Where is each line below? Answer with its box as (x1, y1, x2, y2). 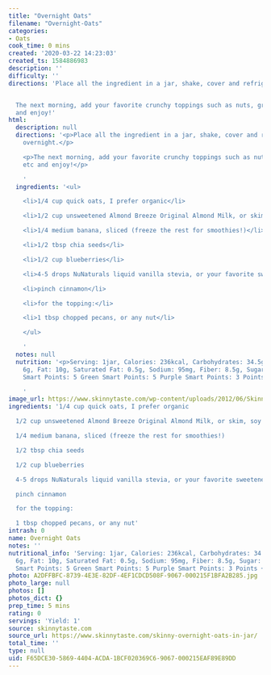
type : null (8, 647, 45, 655)
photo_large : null (8, 579, 70, 588)
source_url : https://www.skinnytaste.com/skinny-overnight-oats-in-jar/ (8, 631, 258, 640)
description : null (15, 124, 78, 132)
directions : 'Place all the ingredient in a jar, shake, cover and (8, 79, 240, 87)
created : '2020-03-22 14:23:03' (8, 49, 117, 57)
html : (8, 116, 27, 124)
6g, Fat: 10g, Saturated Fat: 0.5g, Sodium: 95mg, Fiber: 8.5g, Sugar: (15, 556, 262, 565)
